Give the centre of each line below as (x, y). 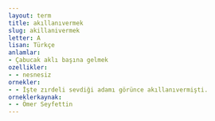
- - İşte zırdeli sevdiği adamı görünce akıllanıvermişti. (108, 90)
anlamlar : (25, 53)
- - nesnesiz (30, 75)
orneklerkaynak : (35, 97)
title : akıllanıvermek (46, 23)
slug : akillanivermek (44, 30)
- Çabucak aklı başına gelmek (59, 60)
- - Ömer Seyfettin (41, 104)
